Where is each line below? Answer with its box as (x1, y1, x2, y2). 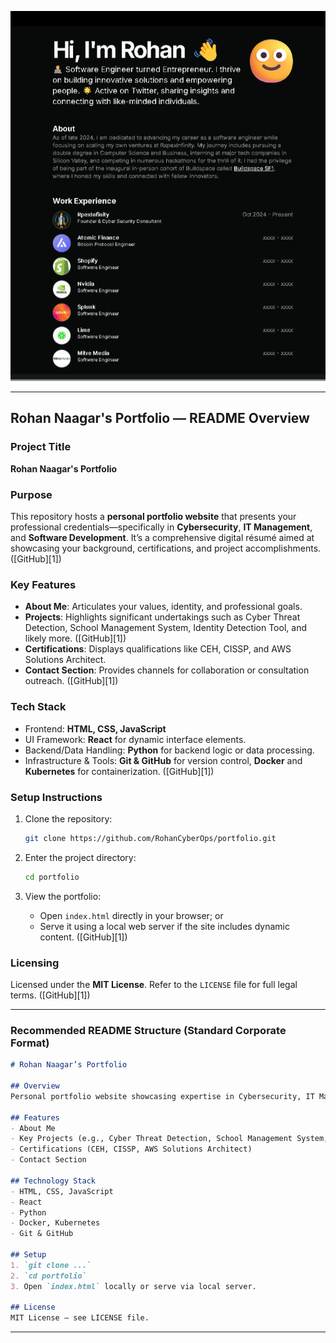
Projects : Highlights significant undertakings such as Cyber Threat (24, 611, 301, 623)
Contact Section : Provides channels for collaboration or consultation (24, 664, 310, 676)
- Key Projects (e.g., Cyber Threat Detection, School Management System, (10, 1134, 329, 1144)
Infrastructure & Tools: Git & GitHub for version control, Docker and (24, 754, 303, 766)
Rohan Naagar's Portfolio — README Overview (10, 410, 310, 427)
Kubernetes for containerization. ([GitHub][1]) (24, 765, 215, 777)
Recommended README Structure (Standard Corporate (10, 1023, 287, 1037)
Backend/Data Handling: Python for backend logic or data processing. (24, 744, 315, 756)
